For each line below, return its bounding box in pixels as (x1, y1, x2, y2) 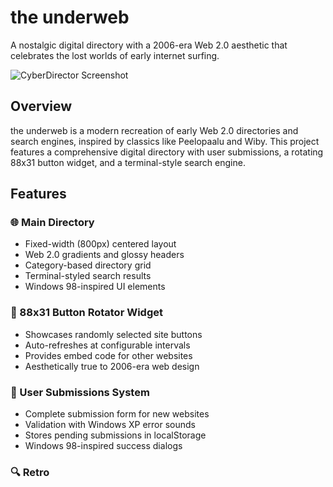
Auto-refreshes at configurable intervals (24, 339, 191, 351)
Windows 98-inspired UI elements (24, 281, 166, 293)
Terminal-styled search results (24, 270, 152, 282)
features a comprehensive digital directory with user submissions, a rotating (10, 146, 324, 158)
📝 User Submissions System (10, 385, 150, 399)
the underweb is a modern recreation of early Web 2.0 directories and (10, 124, 299, 136)
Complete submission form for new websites (24, 408, 210, 420)
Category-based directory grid (24, 259, 152, 271)
